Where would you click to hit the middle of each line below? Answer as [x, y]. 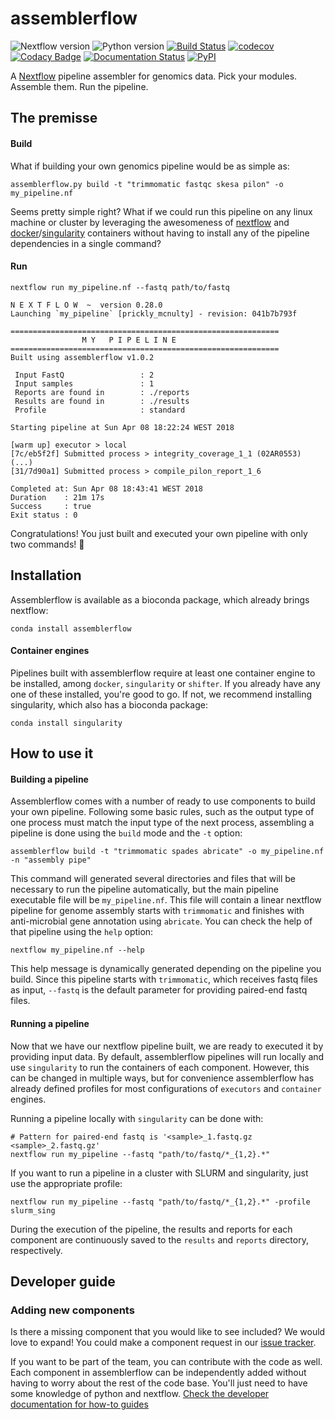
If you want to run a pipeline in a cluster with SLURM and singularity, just [159, 1173]
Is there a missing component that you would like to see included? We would [168, 1332]
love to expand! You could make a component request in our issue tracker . [163, 1343]
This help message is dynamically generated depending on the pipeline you [166, 969]
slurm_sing [33, 1210]
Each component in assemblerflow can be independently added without [158, 1373]
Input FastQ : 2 [84, 375]
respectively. [36, 1250]
